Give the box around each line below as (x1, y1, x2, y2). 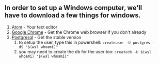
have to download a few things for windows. (4, 12, 141, 20)
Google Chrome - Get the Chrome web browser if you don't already (11, 29, 146, 35)
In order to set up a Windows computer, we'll (4, 4, 143, 12)
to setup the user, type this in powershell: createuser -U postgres (18, 39, 151, 45)
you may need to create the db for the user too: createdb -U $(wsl (18, 49, 152, 54)
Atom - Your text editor (11, 24, 58, 30)
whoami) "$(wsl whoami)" (18, 54, 69, 59)
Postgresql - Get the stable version (11, 34, 81, 40)
